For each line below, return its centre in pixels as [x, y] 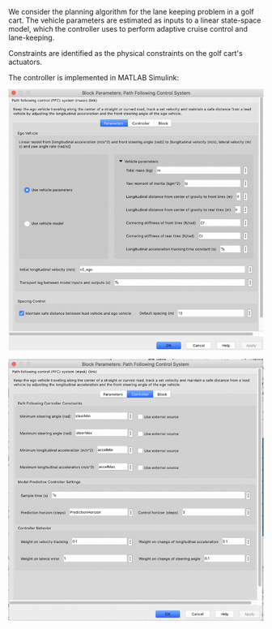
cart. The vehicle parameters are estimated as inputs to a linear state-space [135, 20]
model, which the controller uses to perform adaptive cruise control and [128, 29]
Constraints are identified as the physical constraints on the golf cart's [125, 53]
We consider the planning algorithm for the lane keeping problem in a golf [131, 12]
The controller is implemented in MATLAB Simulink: [94, 78]
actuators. [25, 62]
